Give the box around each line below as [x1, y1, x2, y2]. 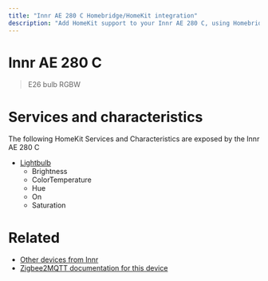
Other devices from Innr [19, 255, 99, 264]
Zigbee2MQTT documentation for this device [19, 263, 168, 273]
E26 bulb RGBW [27, 80, 81, 89]
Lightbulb [19, 158, 52, 168]
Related [8, 228, 60, 247]
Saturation [31, 200, 66, 210]
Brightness [31, 167, 68, 176]
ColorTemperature [31, 175, 92, 184]
